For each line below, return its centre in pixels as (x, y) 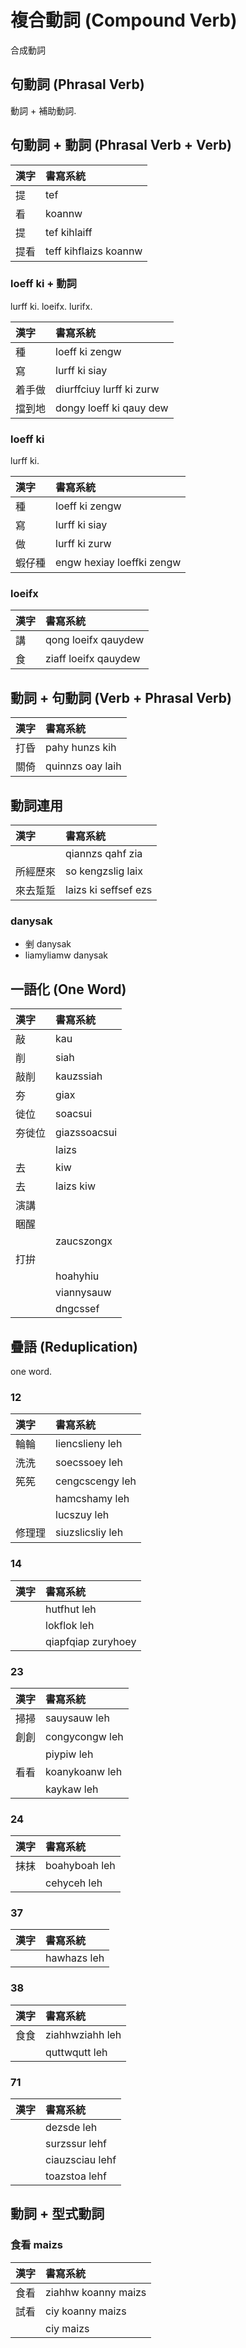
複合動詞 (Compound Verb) (124, 20)
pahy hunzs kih (81, 748)
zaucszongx (84, 1241)
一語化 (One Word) (68, 989)
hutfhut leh (71, 1609)
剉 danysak (48, 944)
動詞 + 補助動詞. (43, 110)
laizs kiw (76, 1186)
